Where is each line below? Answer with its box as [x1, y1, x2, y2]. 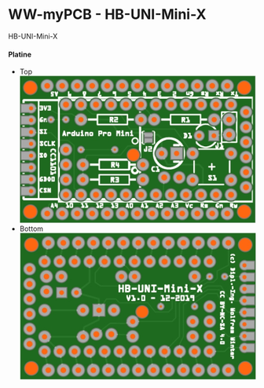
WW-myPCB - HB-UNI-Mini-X [8, 5, 207, 24]
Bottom [19, 224, 44, 233]
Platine [8, 49, 31, 59]
